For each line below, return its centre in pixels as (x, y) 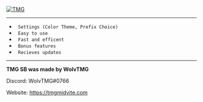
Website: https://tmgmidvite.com (47, 92)
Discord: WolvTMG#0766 (38, 81)
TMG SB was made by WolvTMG (47, 69)
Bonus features (37, 46)
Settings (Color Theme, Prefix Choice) (68, 27)
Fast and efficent (41, 40)
